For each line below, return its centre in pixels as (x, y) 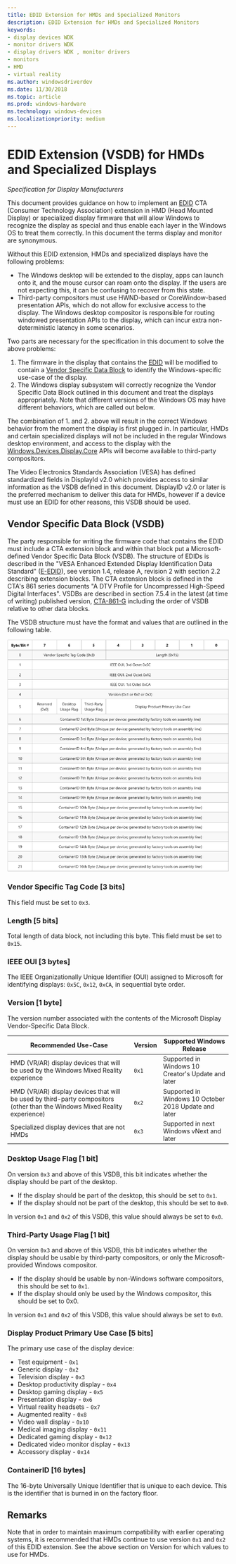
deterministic (37, 327)
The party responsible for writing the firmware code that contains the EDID (115, 541)
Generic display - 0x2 (48, 1369)
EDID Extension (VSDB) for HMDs (106, 155)
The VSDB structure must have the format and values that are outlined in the (118, 622)
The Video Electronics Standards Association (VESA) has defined (101, 472)
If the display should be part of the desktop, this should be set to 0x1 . (117, 1195)
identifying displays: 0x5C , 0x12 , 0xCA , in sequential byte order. (96, 985)
